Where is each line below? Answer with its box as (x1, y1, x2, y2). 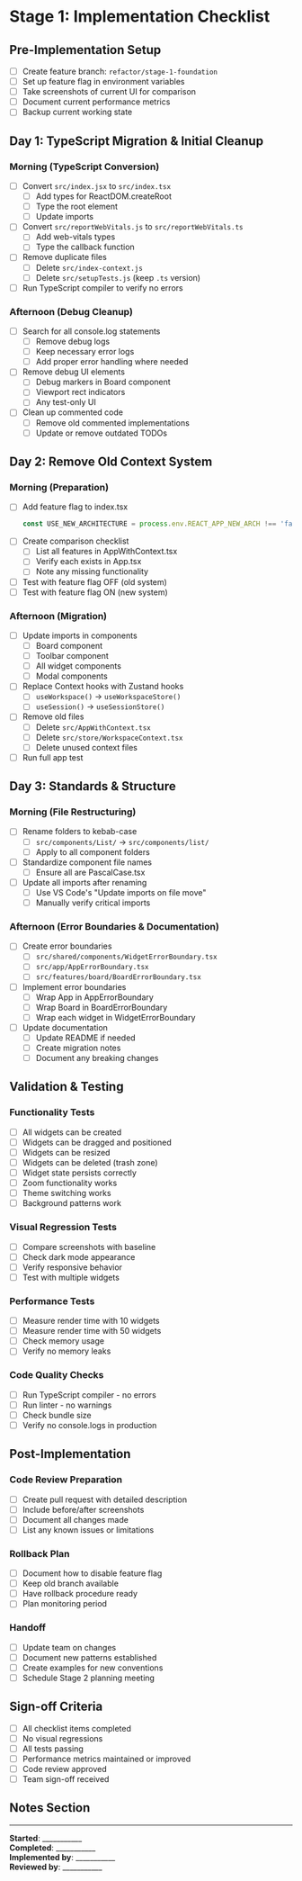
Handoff (9, 1622, 47, 1634)
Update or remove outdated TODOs (35, 427, 168, 438)
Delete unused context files (35, 742, 138, 752)
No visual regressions (22, 1732, 103, 1743)
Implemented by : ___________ (9, 1851, 116, 1862)
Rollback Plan (9, 1547, 70, 1560)
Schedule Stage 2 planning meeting (22, 1672, 155, 1683)
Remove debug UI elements (22, 366, 126, 377)
